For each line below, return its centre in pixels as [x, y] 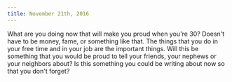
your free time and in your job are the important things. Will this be [103, 48]
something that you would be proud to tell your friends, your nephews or [112, 56]
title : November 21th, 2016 [48, 14]
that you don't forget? [39, 71]
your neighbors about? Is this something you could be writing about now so [116, 63]
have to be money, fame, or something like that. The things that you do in [113, 41]
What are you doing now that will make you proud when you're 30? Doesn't [116, 34]
